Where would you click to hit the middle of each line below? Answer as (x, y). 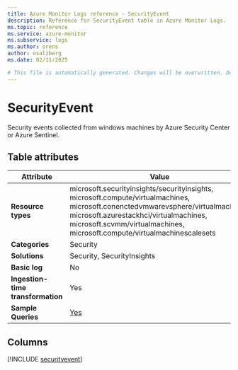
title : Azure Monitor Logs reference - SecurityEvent (89, 14)
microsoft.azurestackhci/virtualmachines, (138, 215)
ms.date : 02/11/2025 (38, 60)
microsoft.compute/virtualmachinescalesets (143, 233)
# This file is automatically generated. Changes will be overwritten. (115, 73)
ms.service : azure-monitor (47, 34)
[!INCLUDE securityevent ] (45, 359)
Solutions (27, 256)
